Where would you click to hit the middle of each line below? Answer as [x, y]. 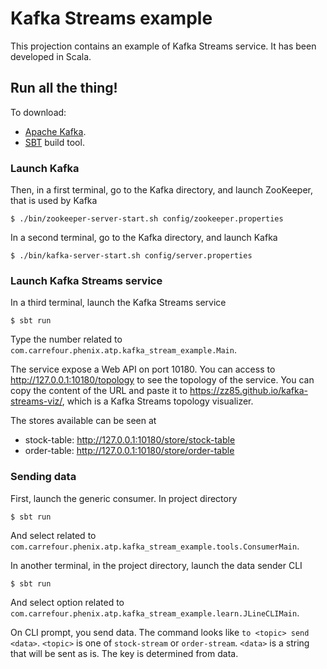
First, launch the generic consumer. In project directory [124, 498]
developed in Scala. [51, 56]
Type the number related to [66, 339]
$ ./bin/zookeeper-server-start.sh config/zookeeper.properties [147, 219]
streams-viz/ [36, 401]
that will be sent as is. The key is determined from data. [124, 653]
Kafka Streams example [111, 18]
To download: [38, 112]
